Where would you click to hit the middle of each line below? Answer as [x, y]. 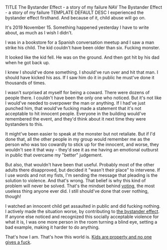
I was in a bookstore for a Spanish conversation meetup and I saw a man [80, 42]
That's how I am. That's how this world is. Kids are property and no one [79, 237]
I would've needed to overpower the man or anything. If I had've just [75, 103]
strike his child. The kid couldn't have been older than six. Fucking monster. [83, 48]
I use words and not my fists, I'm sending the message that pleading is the [82, 175]
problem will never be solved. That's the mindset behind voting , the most [80, 186]
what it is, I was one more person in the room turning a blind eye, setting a [81, 222]
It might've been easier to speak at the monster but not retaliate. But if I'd [80, 134]
